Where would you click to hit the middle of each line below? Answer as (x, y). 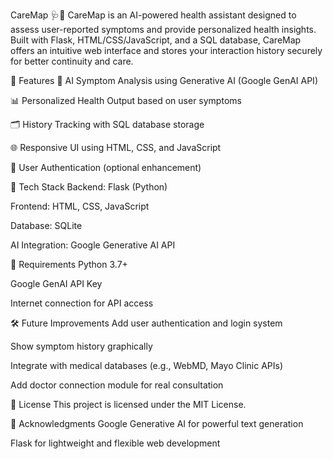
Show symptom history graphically (81, 346)
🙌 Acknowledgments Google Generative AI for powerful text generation (157, 423)
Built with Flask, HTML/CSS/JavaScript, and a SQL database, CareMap (156, 40)
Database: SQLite (46, 225)
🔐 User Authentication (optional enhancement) (106, 167)
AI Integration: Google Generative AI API (93, 245)
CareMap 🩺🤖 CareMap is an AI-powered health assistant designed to (153, 15)
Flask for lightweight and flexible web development (115, 443)
